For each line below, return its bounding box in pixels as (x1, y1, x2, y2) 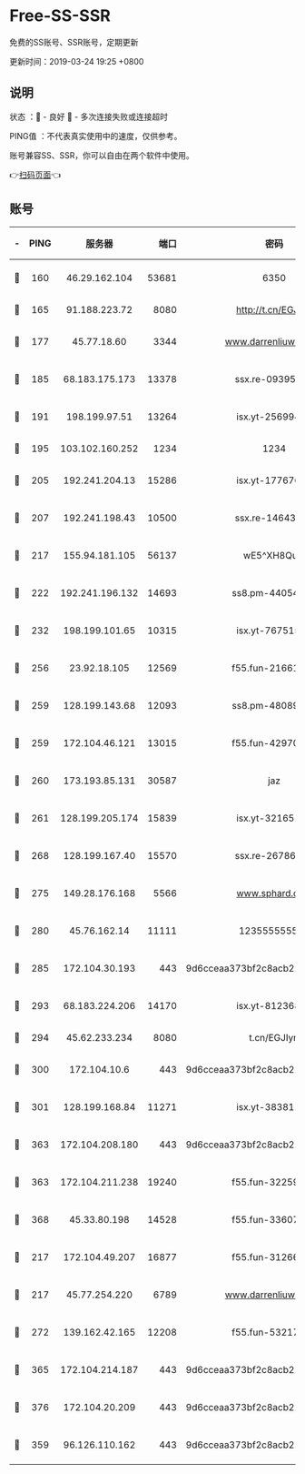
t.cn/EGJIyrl (249, 1031, 300, 1044)
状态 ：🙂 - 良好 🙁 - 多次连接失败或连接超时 (9, 111, 168, 122)
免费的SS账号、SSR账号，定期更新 (9, 36, 139, 47)
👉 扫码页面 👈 (9, 169, 62, 180)
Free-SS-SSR (9, 5, 111, 26)
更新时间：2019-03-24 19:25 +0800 (9, 56, 144, 66)
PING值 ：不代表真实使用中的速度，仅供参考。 (9, 130, 182, 141)
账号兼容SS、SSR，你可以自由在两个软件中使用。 (9, 149, 194, 160)
